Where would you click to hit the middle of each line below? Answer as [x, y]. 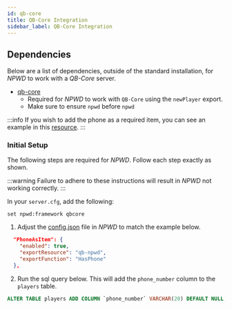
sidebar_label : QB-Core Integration [60, 26]
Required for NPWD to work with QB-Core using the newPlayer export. [125, 99]
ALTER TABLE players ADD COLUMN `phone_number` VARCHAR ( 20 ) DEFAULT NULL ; [117, 299]
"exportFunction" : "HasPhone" [63, 259]
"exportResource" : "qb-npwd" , [63, 253]
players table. [37, 286]
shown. [18, 167]
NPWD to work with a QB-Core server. [61, 78]
